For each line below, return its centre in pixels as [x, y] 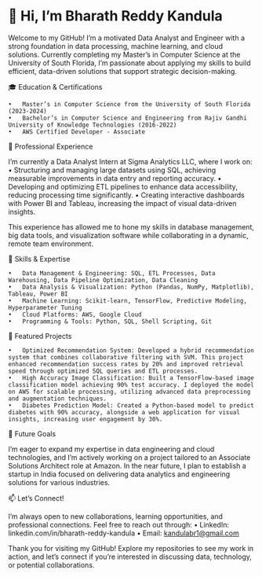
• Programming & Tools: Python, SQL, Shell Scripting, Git [110, 322]
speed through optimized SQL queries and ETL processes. [103, 371]
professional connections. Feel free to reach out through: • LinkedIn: [119, 524]
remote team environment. [51, 244]
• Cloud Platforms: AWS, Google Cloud [75, 314]
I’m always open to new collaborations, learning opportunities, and [116, 516]
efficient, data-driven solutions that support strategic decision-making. [123, 71]
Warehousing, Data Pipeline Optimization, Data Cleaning [103, 280]
